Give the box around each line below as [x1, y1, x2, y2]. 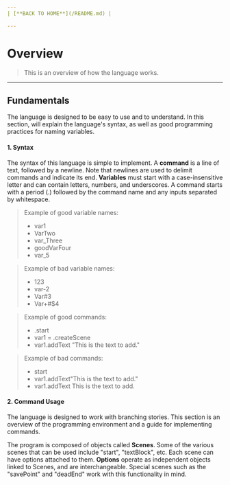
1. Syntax [7, 143, 34, 151]
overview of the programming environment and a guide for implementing [7, 420, 212, 428]
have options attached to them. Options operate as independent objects [7, 455, 211, 464]
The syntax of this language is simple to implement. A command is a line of [7, 159, 220, 167]
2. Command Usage [7, 398, 65, 406]
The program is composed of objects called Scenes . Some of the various [7, 440, 214, 449]
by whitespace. [7, 195, 50, 203]
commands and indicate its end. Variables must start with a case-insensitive [7, 173, 223, 181]
